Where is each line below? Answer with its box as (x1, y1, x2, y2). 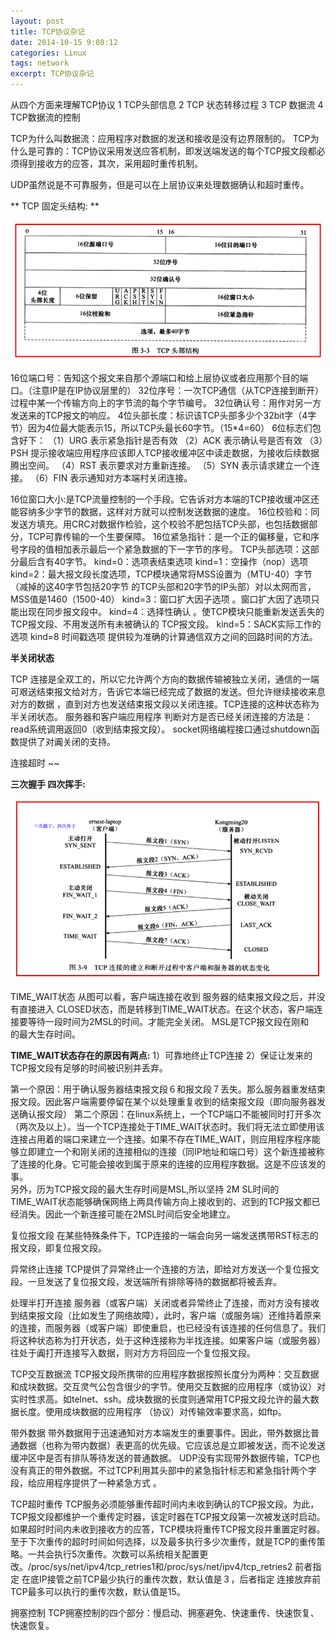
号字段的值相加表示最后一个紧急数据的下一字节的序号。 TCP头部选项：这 (10, 543, 311, 555)
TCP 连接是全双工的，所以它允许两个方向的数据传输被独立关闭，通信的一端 (10, 673, 320, 685)
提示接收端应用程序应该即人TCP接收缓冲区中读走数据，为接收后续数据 (30, 446, 320, 459)
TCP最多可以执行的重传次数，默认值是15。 (10, 1585, 186, 1597)
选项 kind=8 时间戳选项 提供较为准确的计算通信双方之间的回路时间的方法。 (10, 630, 318, 642)
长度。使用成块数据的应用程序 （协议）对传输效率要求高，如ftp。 (18, 1405, 287, 1417)
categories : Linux (10, 48, 87, 58)
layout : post (10, 16, 65, 26)
